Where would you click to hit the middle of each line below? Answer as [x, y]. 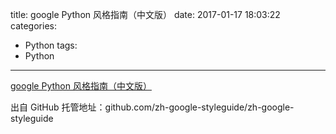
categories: [33, 26]
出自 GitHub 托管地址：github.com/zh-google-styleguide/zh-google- [152, 107]
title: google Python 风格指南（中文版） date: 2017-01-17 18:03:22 [145, 14]
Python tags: [51, 45]
